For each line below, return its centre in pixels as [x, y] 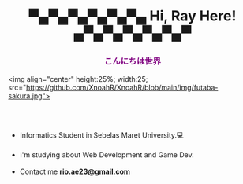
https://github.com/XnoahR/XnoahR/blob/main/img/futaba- [122, 87]
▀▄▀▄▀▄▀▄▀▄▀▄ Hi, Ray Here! [133, 16]
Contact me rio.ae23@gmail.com [75, 171]
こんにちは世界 [133, 61]
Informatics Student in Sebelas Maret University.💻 [101, 135]
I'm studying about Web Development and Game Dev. [107, 155]
